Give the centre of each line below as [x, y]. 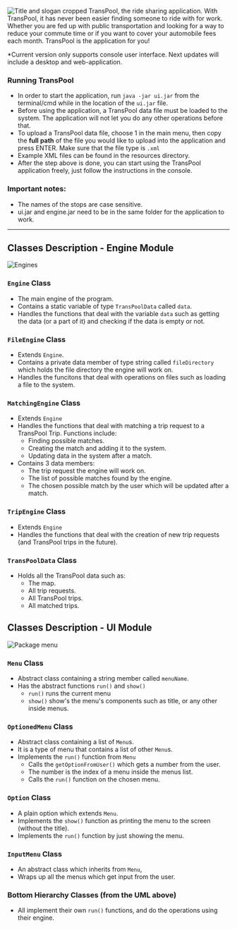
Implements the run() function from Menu [77, 757]
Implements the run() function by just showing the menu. [101, 835]
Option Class [29, 798]
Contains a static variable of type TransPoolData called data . [105, 306]
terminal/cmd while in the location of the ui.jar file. [92, 103]
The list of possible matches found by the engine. [100, 478]
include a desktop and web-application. [65, 62]
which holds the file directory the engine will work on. [96, 370]
